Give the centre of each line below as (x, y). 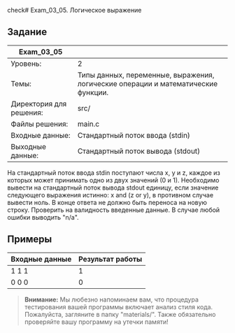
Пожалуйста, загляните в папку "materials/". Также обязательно (120, 314)
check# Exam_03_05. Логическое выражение (74, 10)
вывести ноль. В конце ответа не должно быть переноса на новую (107, 202)
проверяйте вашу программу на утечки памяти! (97, 322)
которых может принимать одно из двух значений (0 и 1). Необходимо (113, 180)
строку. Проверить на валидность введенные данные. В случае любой (114, 210)
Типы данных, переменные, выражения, (146, 75)
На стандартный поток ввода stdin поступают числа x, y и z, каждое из (114, 172)
